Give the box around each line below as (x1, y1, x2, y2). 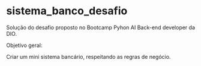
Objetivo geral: (6, 42, 43, 49)
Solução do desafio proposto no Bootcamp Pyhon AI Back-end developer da (6, 24, 196, 31)
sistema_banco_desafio (6, 4, 128, 18)
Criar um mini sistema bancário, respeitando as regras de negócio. (6, 53, 171, 60)
